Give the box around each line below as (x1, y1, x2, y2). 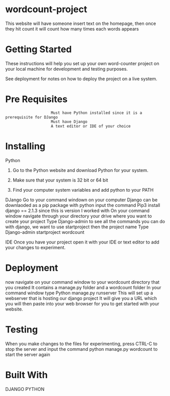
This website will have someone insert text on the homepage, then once (5, 20, 156, 26)
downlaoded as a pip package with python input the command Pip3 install (5, 202, 160, 208)
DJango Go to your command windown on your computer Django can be (5, 197, 158, 203)
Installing (5, 141, 46, 152)
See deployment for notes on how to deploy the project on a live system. (5, 75, 158, 82)
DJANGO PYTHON (5, 386, 45, 392)
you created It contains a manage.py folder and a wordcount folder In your (5, 284, 161, 290)
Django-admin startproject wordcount (5, 229, 85, 235)
